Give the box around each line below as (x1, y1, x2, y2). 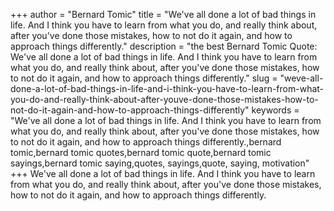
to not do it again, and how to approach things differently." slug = (10, 72, 278, 84)
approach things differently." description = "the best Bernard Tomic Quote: (10, 40, 318, 52)
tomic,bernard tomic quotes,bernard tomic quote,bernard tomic (10, 147, 272, 158)
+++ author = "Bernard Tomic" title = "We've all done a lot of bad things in (10, 9, 317, 20)
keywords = (251, 104, 300, 116)
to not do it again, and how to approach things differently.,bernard (10, 136, 282, 148)
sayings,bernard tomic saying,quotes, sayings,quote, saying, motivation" (10, 157, 310, 169)
